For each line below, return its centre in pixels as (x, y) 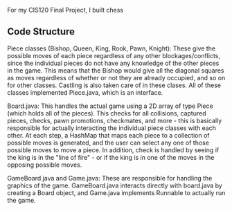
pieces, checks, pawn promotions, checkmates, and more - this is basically (115, 120)
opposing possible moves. (45, 165)
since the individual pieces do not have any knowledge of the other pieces (113, 63)
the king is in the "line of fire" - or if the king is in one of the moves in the (111, 157)
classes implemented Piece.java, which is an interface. (85, 92)
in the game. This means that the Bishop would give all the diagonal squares (116, 70)
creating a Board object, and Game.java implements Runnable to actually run (116, 192)
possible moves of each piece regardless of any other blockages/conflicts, (114, 55)
